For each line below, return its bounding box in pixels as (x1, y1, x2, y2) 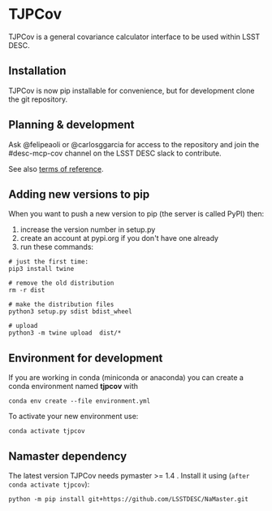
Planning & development (8, 118, 136, 132)
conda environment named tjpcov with (8, 382, 138, 391)
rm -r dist (8, 286, 45, 295)
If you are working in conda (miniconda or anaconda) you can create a (8, 373, 244, 382)
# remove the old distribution (8, 279, 114, 287)
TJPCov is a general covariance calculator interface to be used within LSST (8, 32, 261, 41)
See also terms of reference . (8, 164, 104, 173)
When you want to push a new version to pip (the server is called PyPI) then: (8, 209, 265, 219)
